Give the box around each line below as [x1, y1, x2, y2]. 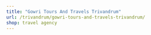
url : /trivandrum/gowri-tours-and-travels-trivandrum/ [6, 14, 146, 20]
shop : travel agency [6, 20, 58, 26]
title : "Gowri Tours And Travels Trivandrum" [6, 8, 121, 15]
